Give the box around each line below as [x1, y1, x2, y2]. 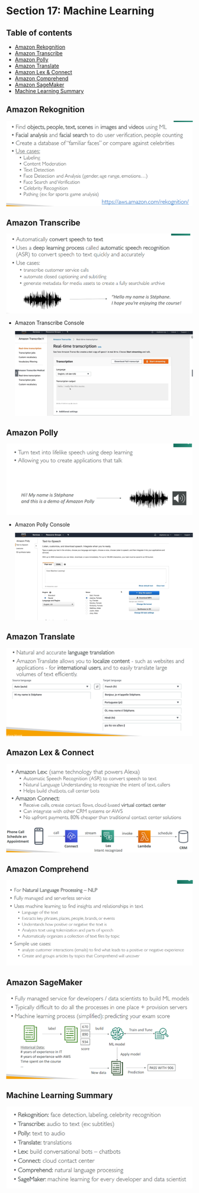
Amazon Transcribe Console [14, 319, 85, 326]
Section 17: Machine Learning [6, 4, 155, 18]
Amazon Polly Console [14, 521, 70, 528]
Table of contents [6, 28, 72, 38]
